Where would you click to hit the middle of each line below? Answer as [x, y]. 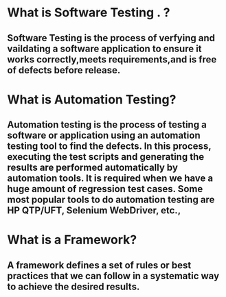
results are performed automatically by [93, 168]
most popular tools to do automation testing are [111, 200]
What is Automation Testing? [92, 99]
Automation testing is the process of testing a [107, 125]
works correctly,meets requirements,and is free [112, 59]
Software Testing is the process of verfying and [111, 38]
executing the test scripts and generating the [106, 157]
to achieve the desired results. [74, 286]
